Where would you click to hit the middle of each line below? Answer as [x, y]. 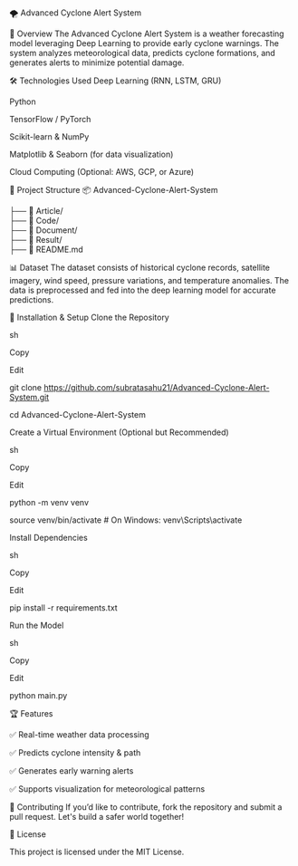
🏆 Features [31, 713]
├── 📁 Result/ [36, 240]
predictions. [32, 300]
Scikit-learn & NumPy [49, 137]
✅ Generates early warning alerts [72, 771]
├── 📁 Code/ [34, 221]
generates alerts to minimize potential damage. [97, 63]
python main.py [38, 695]
